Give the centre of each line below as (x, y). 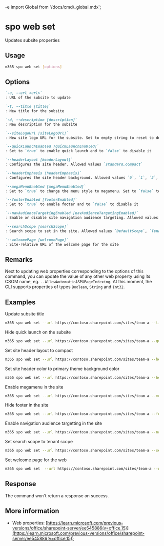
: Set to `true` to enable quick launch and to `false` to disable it (78, 151)
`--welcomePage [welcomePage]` (37, 240)
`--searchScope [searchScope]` (37, 226)
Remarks (19, 260)
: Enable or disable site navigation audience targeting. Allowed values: (83, 218)
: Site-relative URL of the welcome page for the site (62, 244)
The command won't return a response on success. (57, 496)
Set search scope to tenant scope (39, 442)
